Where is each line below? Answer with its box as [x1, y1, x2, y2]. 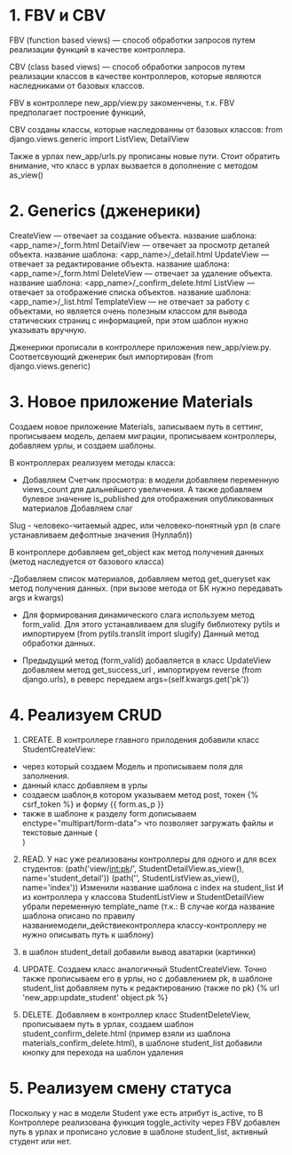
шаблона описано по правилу [21, 910, 136, 920]
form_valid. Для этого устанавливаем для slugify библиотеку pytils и [21, 618, 280, 629]
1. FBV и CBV [9, 5, 107, 26]
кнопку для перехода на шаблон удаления [21, 1047, 184, 1057]
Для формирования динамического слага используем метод [21, 609, 255, 620]
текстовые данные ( [21, 827, 98, 838]
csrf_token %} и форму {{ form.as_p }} [21, 799, 164, 809]
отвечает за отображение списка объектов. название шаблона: [9, 286, 251, 298]
